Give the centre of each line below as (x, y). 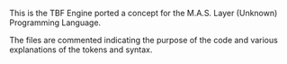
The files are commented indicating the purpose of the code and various (144, 40)
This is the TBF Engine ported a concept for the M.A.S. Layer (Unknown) (143, 13)
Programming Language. (55, 23)
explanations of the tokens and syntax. (81, 50)
